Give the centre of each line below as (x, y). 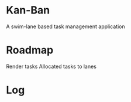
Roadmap (30, 50)
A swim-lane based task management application (65, 26)
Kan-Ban (28, 10)
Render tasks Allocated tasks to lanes (51, 66)
